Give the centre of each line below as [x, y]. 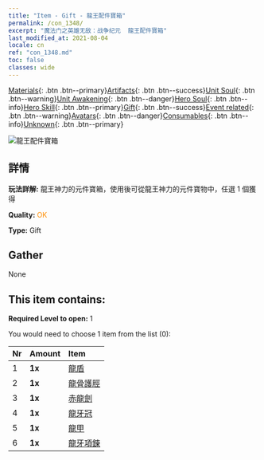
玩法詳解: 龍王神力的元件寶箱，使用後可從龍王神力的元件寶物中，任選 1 [124, 189]
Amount [45, 354]
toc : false [26, 61]
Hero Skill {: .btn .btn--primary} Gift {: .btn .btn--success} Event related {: [139, 107]
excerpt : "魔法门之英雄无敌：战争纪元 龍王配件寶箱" [88, 30]
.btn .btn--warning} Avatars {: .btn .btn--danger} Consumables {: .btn [118, 116]
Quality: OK [28, 214]
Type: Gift [25, 230]
